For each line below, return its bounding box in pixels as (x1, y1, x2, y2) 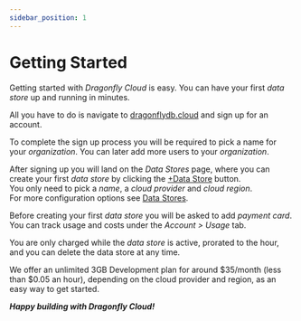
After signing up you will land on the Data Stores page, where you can (9, 164, 270, 175)
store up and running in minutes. (9, 91, 130, 102)
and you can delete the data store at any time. (9, 246, 181, 258)
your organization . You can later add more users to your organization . (9, 146, 269, 156)
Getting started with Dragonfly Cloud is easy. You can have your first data (9, 82, 285, 93)
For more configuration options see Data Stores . (9, 192, 189, 203)
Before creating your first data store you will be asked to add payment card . (9, 210, 292, 221)
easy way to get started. (9, 283, 99, 294)
